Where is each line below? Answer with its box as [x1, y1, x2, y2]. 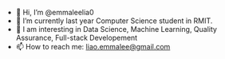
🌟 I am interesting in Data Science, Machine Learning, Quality [15, 25, 218, 33]
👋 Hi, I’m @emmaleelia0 [15, 8, 94, 17]
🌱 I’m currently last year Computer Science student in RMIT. [15, 16, 213, 26]
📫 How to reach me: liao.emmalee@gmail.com [15, 42, 171, 51]
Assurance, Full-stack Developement [15, 33, 138, 42]
